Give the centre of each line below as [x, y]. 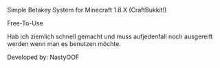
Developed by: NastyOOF [43, 57]
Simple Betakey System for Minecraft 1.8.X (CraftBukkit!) [87, 10]
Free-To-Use [25, 23]
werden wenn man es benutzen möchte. [64, 44]
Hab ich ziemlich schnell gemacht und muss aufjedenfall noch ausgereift [110, 36]
